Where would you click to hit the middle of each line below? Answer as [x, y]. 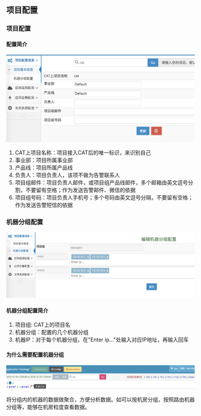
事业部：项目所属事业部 [44, 160]
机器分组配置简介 [27, 310]
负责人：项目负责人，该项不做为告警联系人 [67, 175]
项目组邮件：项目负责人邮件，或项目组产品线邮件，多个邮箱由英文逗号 [101, 183]
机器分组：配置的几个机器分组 [51, 332]
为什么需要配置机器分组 [35, 355]
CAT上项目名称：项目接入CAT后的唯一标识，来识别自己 [83, 153]
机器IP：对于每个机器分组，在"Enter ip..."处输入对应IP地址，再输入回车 [102, 340]
